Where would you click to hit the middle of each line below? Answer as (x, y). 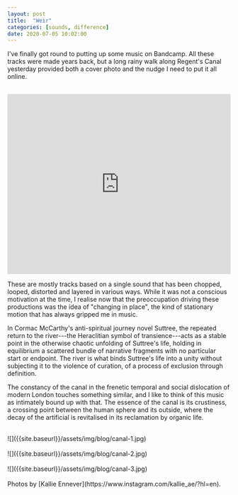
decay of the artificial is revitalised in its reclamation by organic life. (106, 418)
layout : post (27, 14)
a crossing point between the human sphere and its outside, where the (110, 410)
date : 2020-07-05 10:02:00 (47, 34)
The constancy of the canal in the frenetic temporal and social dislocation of (119, 387)
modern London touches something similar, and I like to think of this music (116, 395)
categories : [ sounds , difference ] (58, 27)
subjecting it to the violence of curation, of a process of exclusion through (115, 366)
